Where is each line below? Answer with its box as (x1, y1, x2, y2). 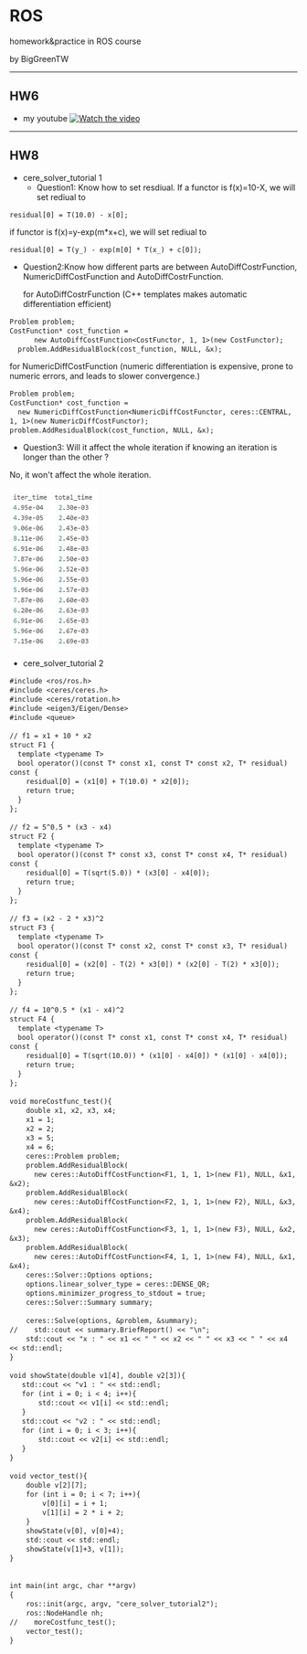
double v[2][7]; (26, 1480, 89, 1490)
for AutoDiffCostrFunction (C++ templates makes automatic (22, 289, 248, 300)
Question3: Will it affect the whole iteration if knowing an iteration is (22, 441, 278, 452)
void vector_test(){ (9, 1471, 89, 1480)
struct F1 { (9, 740, 55, 749)
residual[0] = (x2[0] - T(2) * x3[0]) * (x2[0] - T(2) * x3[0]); (26, 960, 281, 969)
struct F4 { (9, 1014, 55, 1023)
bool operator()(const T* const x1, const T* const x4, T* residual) (17, 1033, 288, 1042)
